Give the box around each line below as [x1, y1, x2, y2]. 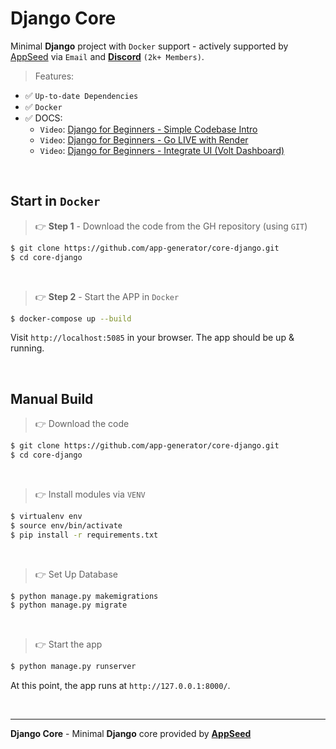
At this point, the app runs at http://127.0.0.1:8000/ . [10, 680, 231, 692]
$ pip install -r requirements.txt [10, 530, 159, 540]
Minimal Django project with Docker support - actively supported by [10, 40, 289, 52]
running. [10, 342, 45, 354]
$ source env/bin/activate [10, 520, 123, 531]
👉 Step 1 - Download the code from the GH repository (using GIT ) [34, 220, 308, 232]
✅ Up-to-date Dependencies [24, 89, 139, 101]
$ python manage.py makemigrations [10, 591, 159, 601]
